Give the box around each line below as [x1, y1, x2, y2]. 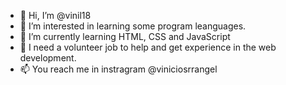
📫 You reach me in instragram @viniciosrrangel [19, 63, 218, 75]
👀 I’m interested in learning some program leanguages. [19, 20, 247, 32]
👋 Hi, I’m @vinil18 [19, 10, 92, 21]
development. [19, 52, 77, 64]
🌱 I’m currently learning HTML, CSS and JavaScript [19, 31, 231, 42]
